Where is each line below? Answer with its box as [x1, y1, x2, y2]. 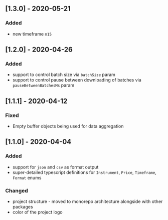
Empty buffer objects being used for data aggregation [12, 123, 124, 129]
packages [12, 204, 34, 210]
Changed [5, 187, 29, 194]
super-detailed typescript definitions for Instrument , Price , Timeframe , [12, 169, 156, 175]
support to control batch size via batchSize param [12, 71, 115, 77]
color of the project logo [12, 209, 63, 215]
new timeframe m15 [12, 30, 52, 37]
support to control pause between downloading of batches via [12, 77, 141, 83]
